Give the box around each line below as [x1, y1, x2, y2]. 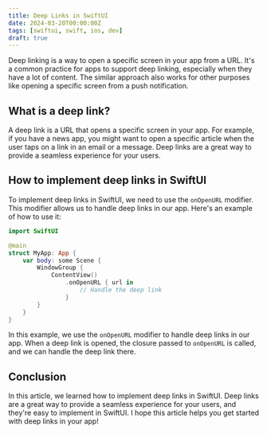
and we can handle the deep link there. [8, 347, 136, 357]
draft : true [8, 33, 48, 42]
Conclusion [8, 369, 67, 383]
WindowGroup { [37, 264, 84, 272]
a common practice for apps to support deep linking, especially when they [8, 65, 253, 74]
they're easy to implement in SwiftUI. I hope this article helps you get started [8, 408, 260, 418]
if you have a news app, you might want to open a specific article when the [8, 134, 255, 143]
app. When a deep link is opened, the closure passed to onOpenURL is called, [8, 338, 257, 348]
